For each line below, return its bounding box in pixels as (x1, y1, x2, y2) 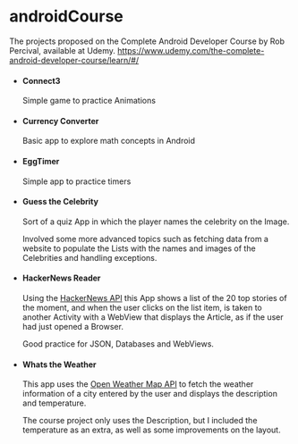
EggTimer (21, 155, 60, 166)
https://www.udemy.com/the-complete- (117, 45, 265, 55)
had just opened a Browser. (21, 321, 123, 331)
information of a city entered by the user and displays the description (21, 389, 277, 399)
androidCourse (9, 6, 123, 27)
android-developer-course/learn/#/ (9, 54, 140, 65)
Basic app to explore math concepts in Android (21, 136, 195, 147)
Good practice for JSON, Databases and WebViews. (21, 338, 215, 349)
